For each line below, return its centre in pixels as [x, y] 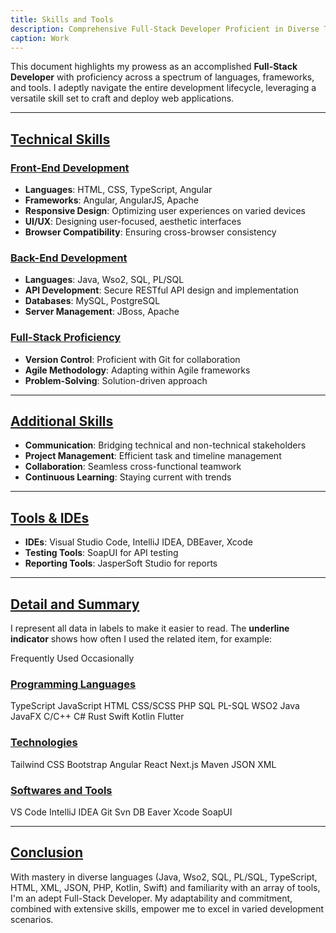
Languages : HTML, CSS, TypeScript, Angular [118, 190]
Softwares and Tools [61, 790]
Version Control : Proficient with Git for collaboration [132, 359]
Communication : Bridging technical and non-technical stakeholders [165, 445]
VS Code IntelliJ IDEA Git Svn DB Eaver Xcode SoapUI [121, 812]
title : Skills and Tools [62, 19]
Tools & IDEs [50, 517]
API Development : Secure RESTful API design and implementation [161, 290]
